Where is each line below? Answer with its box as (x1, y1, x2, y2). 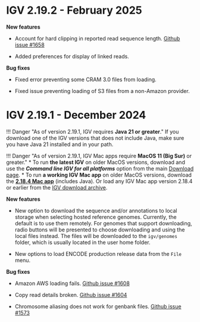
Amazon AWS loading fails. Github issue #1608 (14, 280, 130, 287)
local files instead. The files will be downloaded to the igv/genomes (14, 232, 177, 239)
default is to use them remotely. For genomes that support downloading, (14, 219, 192, 227)
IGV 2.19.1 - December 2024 (6, 109, 146, 122)
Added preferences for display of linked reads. (14, 52, 129, 60)
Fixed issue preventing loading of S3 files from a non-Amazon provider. (14, 87, 190, 94)
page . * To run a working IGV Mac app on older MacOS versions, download (6, 171, 192, 178)
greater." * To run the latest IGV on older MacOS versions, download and (6, 159, 186, 166)
